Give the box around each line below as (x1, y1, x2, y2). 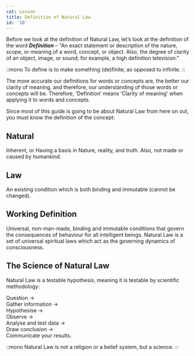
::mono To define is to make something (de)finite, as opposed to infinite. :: (6, 66, 186, 73)
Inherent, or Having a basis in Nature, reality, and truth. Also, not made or (6, 147, 184, 154)
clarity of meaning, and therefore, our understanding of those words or (6, 84, 179, 91)
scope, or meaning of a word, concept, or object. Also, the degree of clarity (6, 48, 190, 55)
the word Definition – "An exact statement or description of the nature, (6, 42, 178, 49)
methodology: (6, 283, 40, 290)
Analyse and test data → (6, 319, 66, 326)
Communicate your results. (6, 332, 72, 339)
